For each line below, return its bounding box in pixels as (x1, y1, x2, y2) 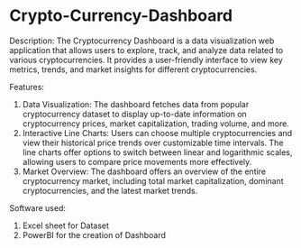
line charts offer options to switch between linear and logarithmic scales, (22, 146, 293, 158)
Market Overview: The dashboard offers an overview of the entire (22, 166, 267, 177)
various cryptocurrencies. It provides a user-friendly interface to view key (9, 54, 284, 65)
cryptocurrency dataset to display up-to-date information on (22, 108, 248, 119)
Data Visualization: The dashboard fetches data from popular (22, 98, 250, 109)
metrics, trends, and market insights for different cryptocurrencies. (9, 64, 258, 75)
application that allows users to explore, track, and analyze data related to (9, 44, 284, 55)
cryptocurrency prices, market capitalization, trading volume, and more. (22, 118, 290, 129)
